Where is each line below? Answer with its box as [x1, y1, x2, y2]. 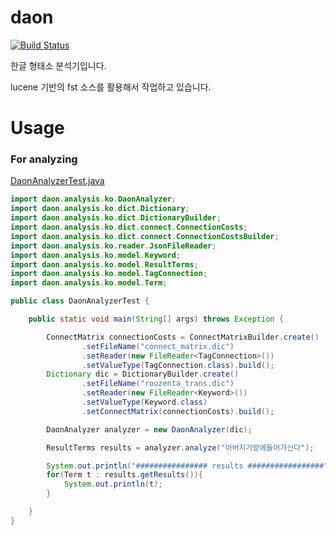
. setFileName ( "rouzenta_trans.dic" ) [81, 379, 235, 389]
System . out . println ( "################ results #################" [46, 461, 329, 471]
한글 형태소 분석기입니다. [10, 59, 107, 71]
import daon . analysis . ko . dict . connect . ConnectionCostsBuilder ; [10, 231, 280, 241]
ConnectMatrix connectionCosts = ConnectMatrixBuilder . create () [46, 332, 320, 342]
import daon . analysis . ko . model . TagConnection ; [10, 269, 208, 279]
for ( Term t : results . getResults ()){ [46, 470, 203, 480]
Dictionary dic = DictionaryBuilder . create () [46, 369, 240, 380]
